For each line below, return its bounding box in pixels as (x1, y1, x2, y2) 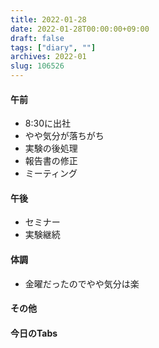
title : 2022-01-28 (10, 14, 87, 25)
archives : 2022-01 (10, 52, 87, 62)
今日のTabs (10, 327, 58, 339)
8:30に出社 (24, 117, 71, 130)
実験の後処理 (24, 142, 78, 155)
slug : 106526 (10, 61, 65, 71)
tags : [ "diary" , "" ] (10, 42, 97, 53)
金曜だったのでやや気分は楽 (24, 277, 140, 290)
